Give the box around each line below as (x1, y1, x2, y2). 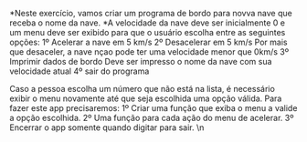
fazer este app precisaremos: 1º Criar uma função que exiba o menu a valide (9, 103, 298, 113)
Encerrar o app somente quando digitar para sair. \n (9, 122, 205, 133)
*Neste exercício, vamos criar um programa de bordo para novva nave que (9, 8, 292, 18)
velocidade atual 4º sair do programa (9, 66, 150, 76)
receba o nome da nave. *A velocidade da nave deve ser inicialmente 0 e (9, 17, 286, 28)
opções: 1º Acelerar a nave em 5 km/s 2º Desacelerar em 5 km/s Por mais (9, 36, 288, 47)
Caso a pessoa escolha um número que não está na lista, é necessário (9, 84, 276, 94)
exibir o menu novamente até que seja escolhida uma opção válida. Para (9, 93, 282, 104)
